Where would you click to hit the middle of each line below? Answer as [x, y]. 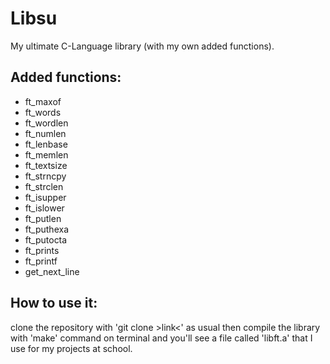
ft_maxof [43, 101]
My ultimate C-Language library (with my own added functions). [142, 46]
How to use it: [54, 303]
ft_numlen [45, 133]
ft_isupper [45, 197]
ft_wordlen [46, 123]
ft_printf [41, 261]
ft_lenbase [46, 144]
